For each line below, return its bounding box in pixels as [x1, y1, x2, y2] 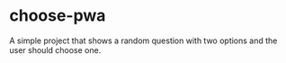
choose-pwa [9, 5, 106, 26]
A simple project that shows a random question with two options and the [9, 35, 278, 46]
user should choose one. [9, 44, 102, 55]
